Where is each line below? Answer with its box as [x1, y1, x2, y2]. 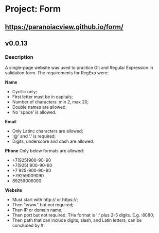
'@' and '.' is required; [12, 133, 56, 139]
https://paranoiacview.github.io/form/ [5, 23, 124, 31]
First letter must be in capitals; [12, 94, 73, 100]
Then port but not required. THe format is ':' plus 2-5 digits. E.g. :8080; [12, 212, 155, 218]
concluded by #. [12, 222, 45, 229]
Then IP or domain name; [12, 207, 63, 213]
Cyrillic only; [12, 89, 37, 95]
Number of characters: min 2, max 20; [12, 99, 89, 105]
